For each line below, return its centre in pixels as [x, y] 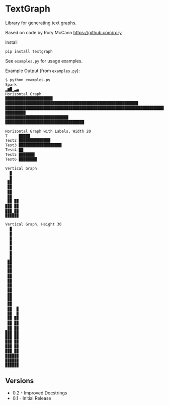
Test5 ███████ [20, 155]
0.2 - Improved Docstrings [40, 393]
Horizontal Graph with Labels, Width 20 [48, 131]
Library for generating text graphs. [41, 23]
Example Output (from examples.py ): [43, 71]
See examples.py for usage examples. [44, 61]
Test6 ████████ [21, 159]
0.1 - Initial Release [32, 398]
